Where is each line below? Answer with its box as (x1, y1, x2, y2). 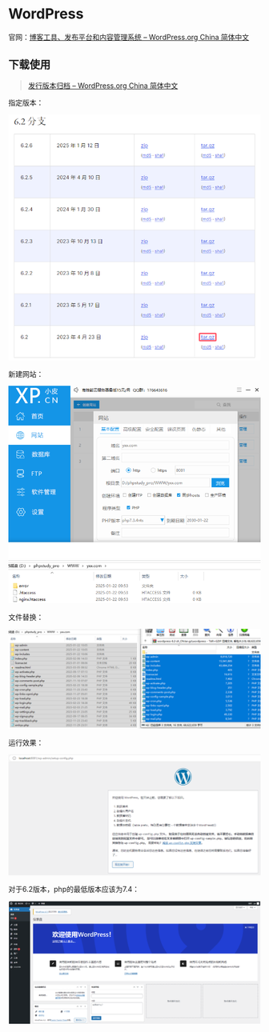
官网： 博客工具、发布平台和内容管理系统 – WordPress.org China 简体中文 (8, 32, 250, 42)
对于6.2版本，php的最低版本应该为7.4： (8, 885, 140, 894)
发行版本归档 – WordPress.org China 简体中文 (27, 81, 179, 90)
